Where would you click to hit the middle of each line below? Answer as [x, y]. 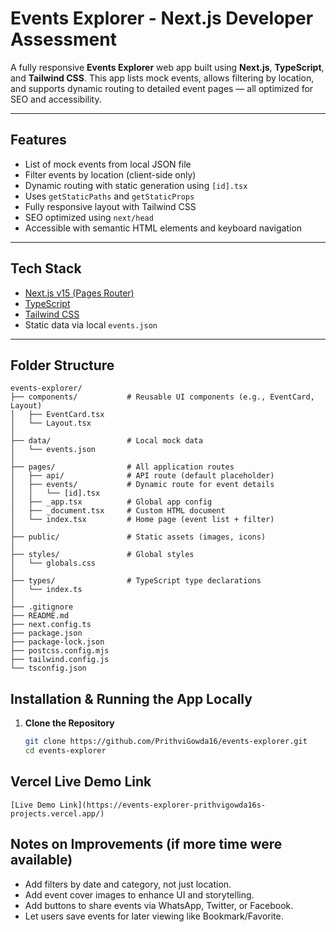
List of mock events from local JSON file [108, 164]
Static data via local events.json [91, 324]
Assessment [63, 39]
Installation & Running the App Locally [131, 698]
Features [38, 140]
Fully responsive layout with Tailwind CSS [110, 206]
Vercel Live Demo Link [81, 782]
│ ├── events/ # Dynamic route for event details [142, 485]
